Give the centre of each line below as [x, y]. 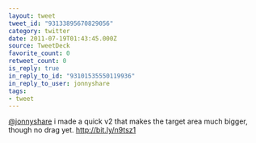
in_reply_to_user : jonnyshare [59, 83]
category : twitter [39, 31]
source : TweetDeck [39, 46]
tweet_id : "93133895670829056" [61, 23]
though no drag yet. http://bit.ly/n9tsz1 [72, 130]
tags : [17, 91]
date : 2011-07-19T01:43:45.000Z [63, 38]
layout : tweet [32, 16]
